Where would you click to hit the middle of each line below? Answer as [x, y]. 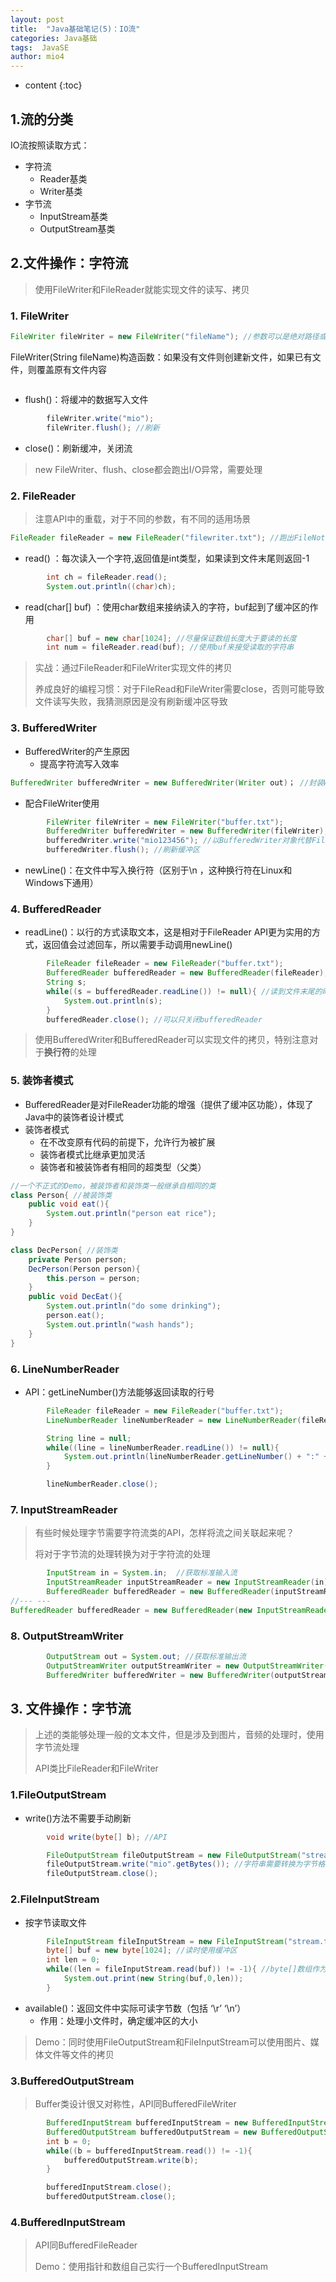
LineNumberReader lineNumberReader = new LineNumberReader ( [174, 1420]
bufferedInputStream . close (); [109, 2187]
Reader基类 [63, 178]
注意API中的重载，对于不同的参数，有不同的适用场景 [143, 518]
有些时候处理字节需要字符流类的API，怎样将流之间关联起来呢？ [164, 1533]
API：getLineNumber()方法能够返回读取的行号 [119, 1392]
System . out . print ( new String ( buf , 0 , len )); [153, 1979]
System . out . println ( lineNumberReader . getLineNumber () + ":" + [196, 1457]
